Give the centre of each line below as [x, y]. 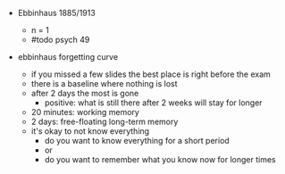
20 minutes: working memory [85, 112]
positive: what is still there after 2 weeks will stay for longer [153, 103]
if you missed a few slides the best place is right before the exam [151, 74]
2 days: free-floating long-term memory [105, 121]
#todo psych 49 [60, 40]
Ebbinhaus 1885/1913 [56, 13]
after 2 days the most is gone [85, 93]
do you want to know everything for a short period [137, 141]
